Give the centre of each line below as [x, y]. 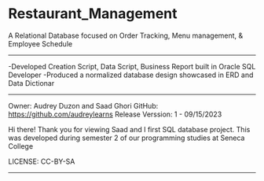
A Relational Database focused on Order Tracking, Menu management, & [126, 35]
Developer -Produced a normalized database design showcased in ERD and [131, 75]
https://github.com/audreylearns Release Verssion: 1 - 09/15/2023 [115, 114]
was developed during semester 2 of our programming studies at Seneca [126, 138]
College [21, 146]
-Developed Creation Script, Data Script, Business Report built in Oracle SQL [132, 66]
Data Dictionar [31, 83]
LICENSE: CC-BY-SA [42, 161]
